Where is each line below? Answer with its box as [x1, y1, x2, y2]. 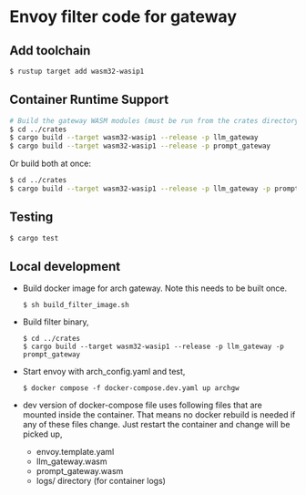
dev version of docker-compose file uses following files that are [22, 399, 262, 411]
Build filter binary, [22, 316, 89, 327]
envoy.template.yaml [36, 447, 115, 458]
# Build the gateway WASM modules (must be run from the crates [9, 116, 259, 125]
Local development [9, 259, 121, 274]
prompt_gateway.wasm [36, 466, 124, 477]
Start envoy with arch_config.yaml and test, [22, 366, 186, 377]
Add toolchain [9, 43, 91, 58]
